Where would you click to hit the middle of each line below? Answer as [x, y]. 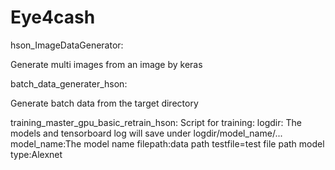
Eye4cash [53, 17]
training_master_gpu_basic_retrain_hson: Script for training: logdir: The [156, 122]
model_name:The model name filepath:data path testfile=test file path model [167, 143]
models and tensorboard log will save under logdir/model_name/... [146, 133]
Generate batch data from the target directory [104, 103]
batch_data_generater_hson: [69, 83]
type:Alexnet [36, 154]
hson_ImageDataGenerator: [67, 45]
